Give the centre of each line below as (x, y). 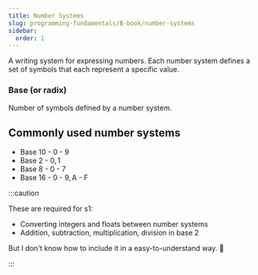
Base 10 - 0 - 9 (44, 152)
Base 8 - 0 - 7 (43, 169)
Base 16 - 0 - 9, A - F (54, 178)
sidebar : (23, 30)
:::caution (24, 193)
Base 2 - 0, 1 (40, 160)
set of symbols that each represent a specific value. (94, 70)
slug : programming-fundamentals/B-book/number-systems (102, 23)
